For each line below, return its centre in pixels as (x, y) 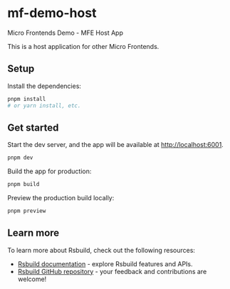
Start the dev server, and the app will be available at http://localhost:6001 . (116, 145)
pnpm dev (20, 158)
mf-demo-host (52, 13)
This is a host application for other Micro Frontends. (83, 46)
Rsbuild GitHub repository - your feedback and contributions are (112, 271)
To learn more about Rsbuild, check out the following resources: (101, 250)
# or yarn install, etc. (44, 105)
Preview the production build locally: (61, 198)
